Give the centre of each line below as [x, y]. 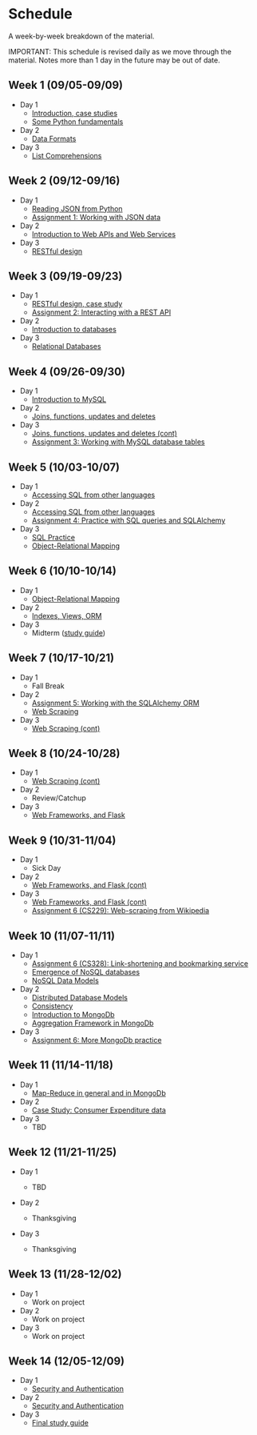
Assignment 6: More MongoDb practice [97, 1040]
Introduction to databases [74, 330]
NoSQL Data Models [65, 980]
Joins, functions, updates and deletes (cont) [105, 434]
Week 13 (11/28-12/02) [65, 1275]
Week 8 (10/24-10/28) [64, 754]
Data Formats [54, 138]
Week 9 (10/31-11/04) [62, 840]
